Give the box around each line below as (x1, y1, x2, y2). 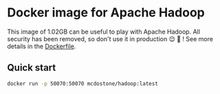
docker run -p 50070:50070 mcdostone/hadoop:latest (7, 80, 158, 87)
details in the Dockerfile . (7, 42, 76, 50)
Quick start (7, 62, 56, 73)
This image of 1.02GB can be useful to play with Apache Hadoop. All (7, 27, 201, 36)
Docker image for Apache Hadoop (7, 5, 205, 21)
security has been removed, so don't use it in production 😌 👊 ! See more (7, 34, 213, 43)
